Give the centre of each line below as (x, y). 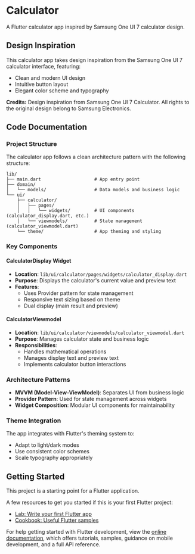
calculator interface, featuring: (44, 66)
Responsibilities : (36, 345)
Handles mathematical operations (65, 351)
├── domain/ (21, 185)
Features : (27, 287)
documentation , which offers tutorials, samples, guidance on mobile (89, 538)
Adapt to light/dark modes (47, 445)
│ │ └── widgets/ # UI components (76, 211)
